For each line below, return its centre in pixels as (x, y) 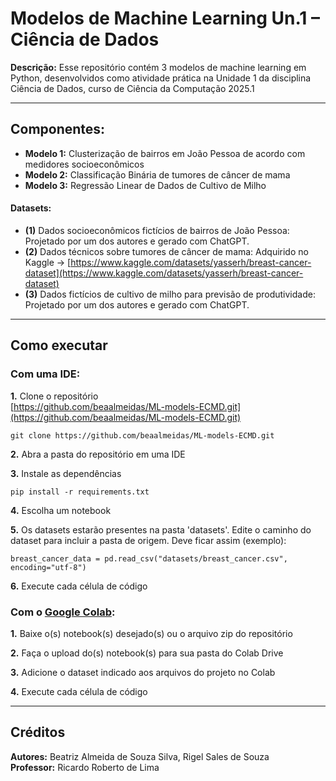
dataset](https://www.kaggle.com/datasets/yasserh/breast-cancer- (164, 273)
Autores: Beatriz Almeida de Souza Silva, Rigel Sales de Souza (140, 756)
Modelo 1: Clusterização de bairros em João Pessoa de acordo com (165, 153)
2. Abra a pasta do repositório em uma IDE (98, 454)
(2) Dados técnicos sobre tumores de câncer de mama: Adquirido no (166, 251)
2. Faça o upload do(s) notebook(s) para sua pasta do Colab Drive (147, 653)
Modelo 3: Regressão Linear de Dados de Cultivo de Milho (145, 185)
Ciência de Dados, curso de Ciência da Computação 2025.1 (132, 88)
